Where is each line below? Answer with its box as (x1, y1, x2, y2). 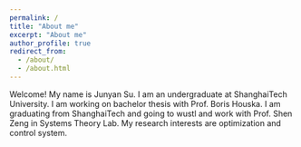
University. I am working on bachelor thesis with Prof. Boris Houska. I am (9, 98, 281, 109)
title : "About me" (9, 22, 79, 31)
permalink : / (9, 13, 59, 23)
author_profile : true (9, 38, 92, 48)
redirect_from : (9, 47, 67, 56)
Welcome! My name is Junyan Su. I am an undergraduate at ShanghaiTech (9, 88, 287, 100)
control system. (9, 127, 68, 138)
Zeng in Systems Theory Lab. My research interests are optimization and (9, 117, 281, 128)
